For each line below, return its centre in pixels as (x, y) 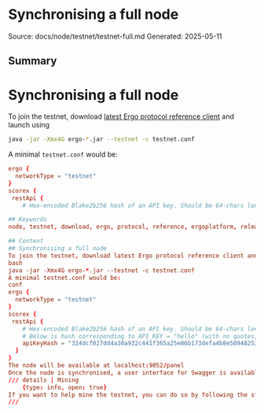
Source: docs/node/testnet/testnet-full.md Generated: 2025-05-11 (115, 36)
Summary (33, 61)
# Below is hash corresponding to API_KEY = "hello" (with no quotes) (140, 336)
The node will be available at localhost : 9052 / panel (96, 366)
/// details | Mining (44, 380)
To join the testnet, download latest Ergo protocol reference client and (121, 116)
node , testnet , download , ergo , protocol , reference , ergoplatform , (123, 227)
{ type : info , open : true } (65, 387)
